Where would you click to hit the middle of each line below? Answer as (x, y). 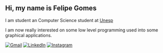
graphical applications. (29, 35)
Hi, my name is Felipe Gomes (51, 8)
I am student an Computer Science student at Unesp (59, 20)
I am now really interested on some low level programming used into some (82, 30)
